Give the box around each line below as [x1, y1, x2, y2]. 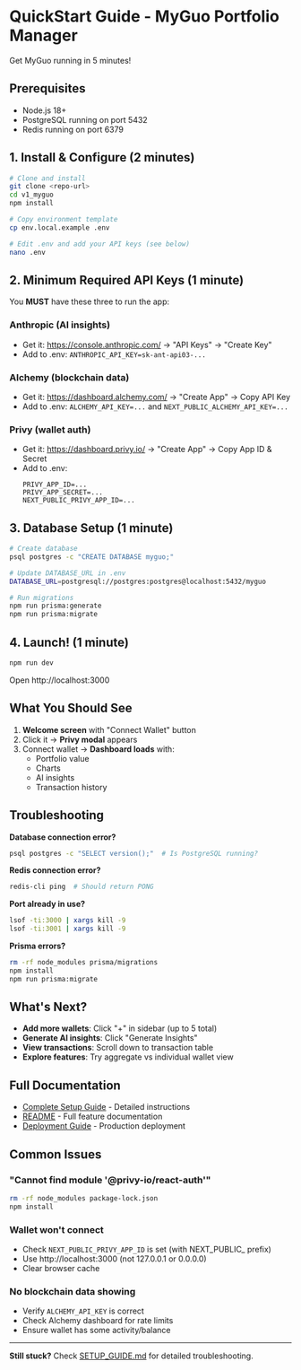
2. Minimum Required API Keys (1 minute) [9, 272, 245, 288]
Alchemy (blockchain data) [9, 371, 130, 383]
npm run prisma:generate [9, 601, 102, 611]
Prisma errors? [9, 940, 66, 952]
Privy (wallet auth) [9, 423, 91, 436]
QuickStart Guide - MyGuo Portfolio [9, 6, 279, 27]
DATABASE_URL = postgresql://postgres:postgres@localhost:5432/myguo [9, 577, 267, 586]
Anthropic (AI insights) [9, 319, 110, 331]
